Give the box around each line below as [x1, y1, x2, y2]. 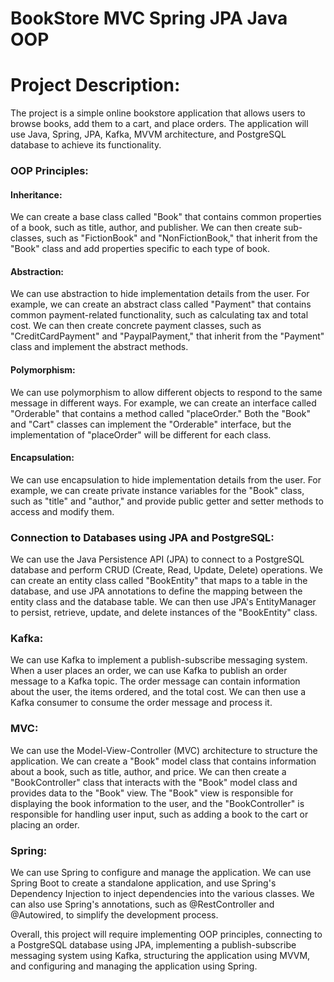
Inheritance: [10, 188, 63, 201]
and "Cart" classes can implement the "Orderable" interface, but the [10, 418, 292, 430]
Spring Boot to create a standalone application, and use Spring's [10, 877, 277, 889]
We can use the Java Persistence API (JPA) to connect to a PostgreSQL [10, 553, 305, 566]
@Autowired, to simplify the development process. [10, 909, 219, 921]
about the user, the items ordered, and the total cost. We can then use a [10, 686, 307, 698]
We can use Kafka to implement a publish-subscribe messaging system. [10, 654, 308, 666]
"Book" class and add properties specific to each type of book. [10, 243, 271, 255]
